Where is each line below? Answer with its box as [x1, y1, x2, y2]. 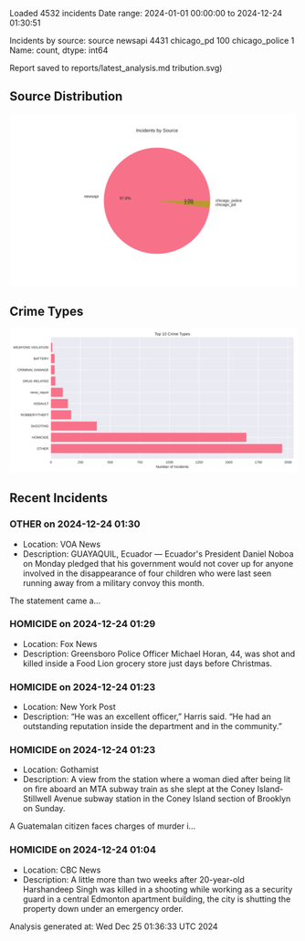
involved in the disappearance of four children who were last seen [22, 568, 272, 579]
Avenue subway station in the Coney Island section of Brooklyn [53, 793, 291, 804]
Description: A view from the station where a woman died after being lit [22, 774, 290, 785]
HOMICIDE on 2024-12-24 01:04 [9, 843, 157, 856]
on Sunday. [22, 803, 66, 814]
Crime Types [9, 304, 84, 319]
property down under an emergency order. [22, 903, 184, 914]
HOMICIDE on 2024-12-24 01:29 [9, 618, 156, 631]
